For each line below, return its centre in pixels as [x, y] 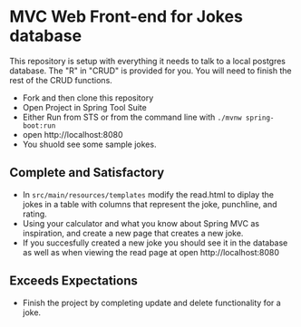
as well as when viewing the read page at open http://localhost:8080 [150, 252]
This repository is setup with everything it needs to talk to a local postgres [148, 61]
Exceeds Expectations [73, 281]
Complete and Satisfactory [87, 173]
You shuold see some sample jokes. [89, 144]
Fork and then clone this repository [88, 98]
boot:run [39, 125]
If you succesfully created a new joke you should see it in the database [155, 243]
